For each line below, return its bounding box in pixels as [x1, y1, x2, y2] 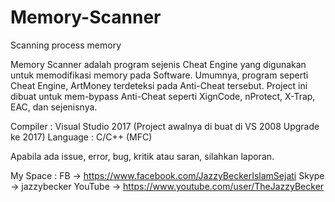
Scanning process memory [10, 39, 122, 51]
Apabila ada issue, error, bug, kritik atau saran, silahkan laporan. [10, 150, 275, 162]
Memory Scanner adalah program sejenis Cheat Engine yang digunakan [10, 58, 307, 70]
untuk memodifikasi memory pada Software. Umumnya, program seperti [10, 69, 309, 81]
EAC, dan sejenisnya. [10, 101, 98, 113]
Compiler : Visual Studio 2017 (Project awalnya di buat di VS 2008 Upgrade [10, 120, 320, 132]
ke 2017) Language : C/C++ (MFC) [10, 131, 153, 143]
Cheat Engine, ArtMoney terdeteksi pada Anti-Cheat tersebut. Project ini [10, 79, 308, 91]
